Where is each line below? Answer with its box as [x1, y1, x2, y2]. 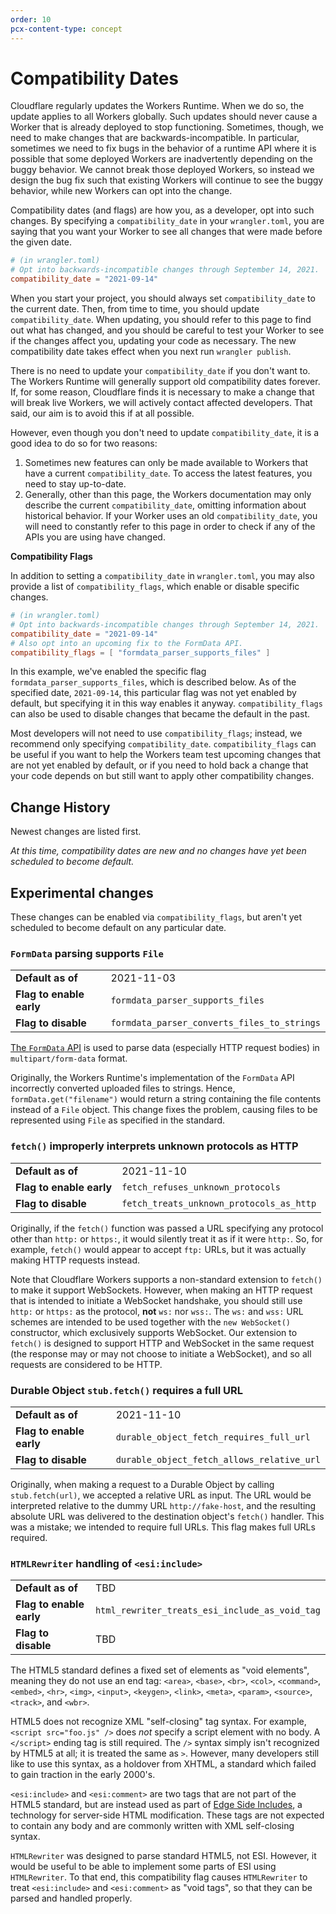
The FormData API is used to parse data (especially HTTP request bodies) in [10, 1042, 320, 1054]
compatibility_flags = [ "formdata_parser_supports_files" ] [10, 647, 271, 658]
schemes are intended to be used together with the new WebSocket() [10, 1316, 291, 1328]
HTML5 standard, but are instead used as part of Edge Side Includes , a [10, 1799, 303, 1811]
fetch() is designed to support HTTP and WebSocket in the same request [10, 1337, 315, 1349]
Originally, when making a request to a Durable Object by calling [10, 1478, 275, 1490]
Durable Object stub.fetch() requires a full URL [10, 1383, 243, 1397]
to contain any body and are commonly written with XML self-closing [10, 1820, 295, 1832]
